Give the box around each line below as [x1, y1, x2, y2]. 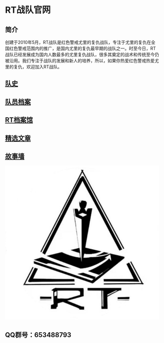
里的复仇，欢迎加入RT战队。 [5, 64, 62, 69]
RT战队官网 [5, 4, 51, 16]
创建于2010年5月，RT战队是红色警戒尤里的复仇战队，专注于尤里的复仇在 [5, 40, 151, 45]
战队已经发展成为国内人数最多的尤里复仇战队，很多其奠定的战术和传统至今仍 [5, 52, 159, 57]
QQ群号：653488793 [5, 331, 72, 339]
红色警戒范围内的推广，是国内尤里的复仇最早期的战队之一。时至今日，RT [9, 46, 156, 51]
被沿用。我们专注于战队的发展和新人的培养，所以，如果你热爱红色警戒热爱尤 [5, 58, 159, 64]
